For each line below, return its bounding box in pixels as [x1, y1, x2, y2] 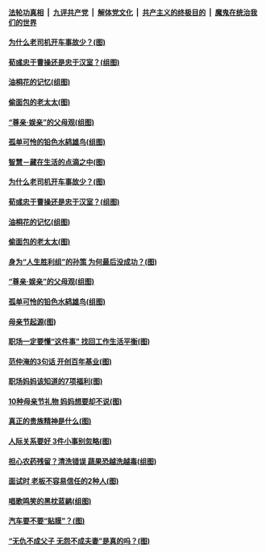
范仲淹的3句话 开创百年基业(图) [8, 356, 112, 366]
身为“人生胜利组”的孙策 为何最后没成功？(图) [8, 256, 157, 266]
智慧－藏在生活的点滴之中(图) [8, 157, 106, 167]
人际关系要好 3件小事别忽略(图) [8, 436, 112, 447]
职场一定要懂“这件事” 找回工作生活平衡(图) [8, 337, 151, 347]
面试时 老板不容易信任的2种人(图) [8, 476, 119, 486]
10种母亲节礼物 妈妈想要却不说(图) [8, 396, 123, 406]
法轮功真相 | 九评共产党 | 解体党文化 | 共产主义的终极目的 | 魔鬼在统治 [8, 7, 251, 17]
